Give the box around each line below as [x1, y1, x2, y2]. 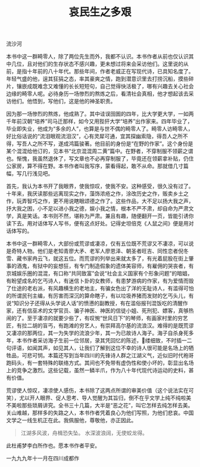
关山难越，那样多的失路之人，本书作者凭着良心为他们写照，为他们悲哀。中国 [6, 409, 194, 416]
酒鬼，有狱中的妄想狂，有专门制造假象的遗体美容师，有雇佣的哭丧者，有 [16, 262, 194, 270]
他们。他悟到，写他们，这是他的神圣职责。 [11, 98, 116, 105]
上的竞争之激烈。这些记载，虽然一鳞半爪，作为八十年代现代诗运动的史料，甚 [6, 367, 194, 374]
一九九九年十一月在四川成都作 [6, 454, 79, 462]
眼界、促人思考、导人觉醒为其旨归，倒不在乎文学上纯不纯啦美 [39, 394, 192, 401]
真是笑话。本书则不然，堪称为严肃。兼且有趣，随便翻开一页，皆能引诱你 [16, 212, 194, 219]
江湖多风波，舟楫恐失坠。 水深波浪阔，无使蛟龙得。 [20, 429, 148, 437]
